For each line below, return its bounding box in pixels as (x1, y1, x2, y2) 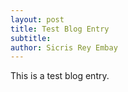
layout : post (10, 14, 65, 25)
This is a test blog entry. (10, 70, 110, 82)
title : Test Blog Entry (10, 24, 110, 34)
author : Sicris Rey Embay (10, 42, 118, 53)
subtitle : (10, 33, 52, 43)
